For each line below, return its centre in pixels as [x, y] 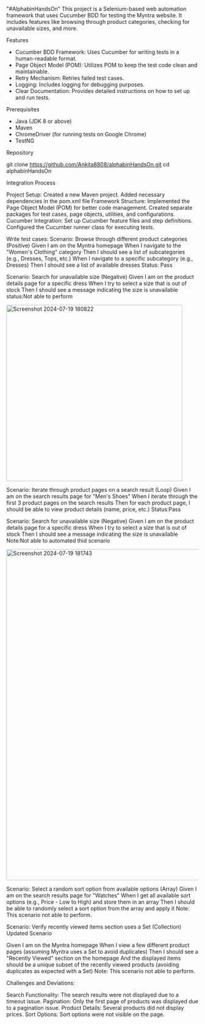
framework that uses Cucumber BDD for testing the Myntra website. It [94, 15]
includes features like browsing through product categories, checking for [98, 22]
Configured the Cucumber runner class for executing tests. [81, 227]
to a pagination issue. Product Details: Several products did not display [95, 1008]
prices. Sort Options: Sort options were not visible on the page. [85, 1014]
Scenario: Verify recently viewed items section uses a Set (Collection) [94, 927]
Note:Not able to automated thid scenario [58, 540]
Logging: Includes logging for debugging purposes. [80, 84]
